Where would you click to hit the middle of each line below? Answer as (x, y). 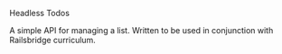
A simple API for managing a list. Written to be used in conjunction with (141, 30)
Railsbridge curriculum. (53, 40)
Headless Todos (40, 13)
